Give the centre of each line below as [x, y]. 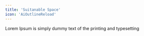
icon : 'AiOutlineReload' [31, 14]
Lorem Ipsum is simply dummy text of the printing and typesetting [72, 28]
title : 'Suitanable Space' [33, 10]
